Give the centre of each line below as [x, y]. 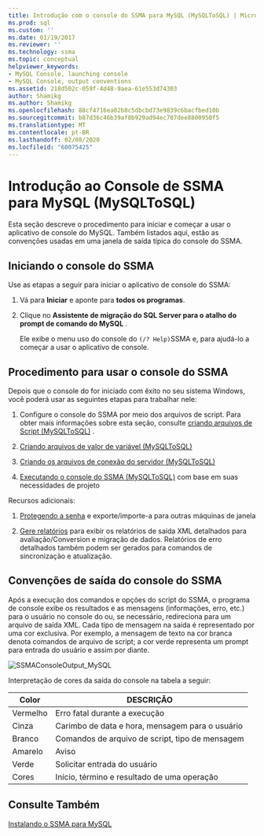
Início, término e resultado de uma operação [137, 777]
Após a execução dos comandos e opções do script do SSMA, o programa [129, 599]
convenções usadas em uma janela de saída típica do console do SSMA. [125, 241]
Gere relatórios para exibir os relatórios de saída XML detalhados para [133, 531]
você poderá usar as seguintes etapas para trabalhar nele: [103, 399]
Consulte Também [54, 805]
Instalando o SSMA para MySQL [60, 823]
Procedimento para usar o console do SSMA [118, 372]
